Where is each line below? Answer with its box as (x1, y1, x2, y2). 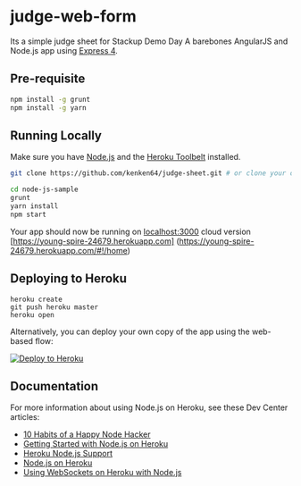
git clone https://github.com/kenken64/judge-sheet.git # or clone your (10, 169, 287, 178)
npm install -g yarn (10, 103, 88, 113)
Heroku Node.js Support (22, 448, 113, 459)
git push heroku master (10, 302, 99, 312)
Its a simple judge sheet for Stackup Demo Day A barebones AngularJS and (10, 36, 288, 46)
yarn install (10, 201, 59, 211)
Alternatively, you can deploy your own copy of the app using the (10, 326, 250, 337)
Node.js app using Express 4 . (10, 45, 119, 55)
